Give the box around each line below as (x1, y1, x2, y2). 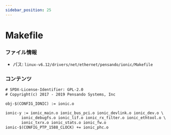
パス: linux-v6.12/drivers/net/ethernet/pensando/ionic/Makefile (12, 61, 153, 67)
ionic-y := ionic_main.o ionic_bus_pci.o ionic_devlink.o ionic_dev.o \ (5, 110, 164, 116)
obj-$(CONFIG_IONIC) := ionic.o (5, 101, 74, 106)
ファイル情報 (5, 49, 37, 56)
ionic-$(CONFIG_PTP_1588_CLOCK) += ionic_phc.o (5, 125, 109, 130)
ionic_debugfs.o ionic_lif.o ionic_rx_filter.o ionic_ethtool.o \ (21, 115, 166, 120)
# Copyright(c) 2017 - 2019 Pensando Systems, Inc (5, 92, 116, 97)
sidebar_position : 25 (5, 7, 52, 13)
